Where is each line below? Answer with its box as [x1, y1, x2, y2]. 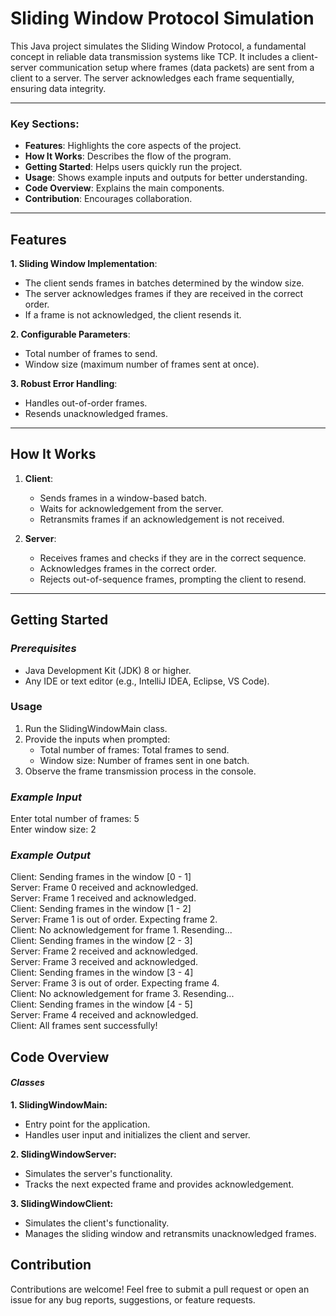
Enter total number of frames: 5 [10, 813, 140, 825]
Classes [10, 1077, 45, 1089]
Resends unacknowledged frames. [24, 408, 168, 420]
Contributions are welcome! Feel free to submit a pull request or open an [10, 1283, 310, 1295]
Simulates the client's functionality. [24, 1217, 170, 1229]
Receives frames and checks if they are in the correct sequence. [39, 552, 307, 564]
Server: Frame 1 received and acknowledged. [10, 892, 197, 904]
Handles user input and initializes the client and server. [24, 1129, 251, 1141]
